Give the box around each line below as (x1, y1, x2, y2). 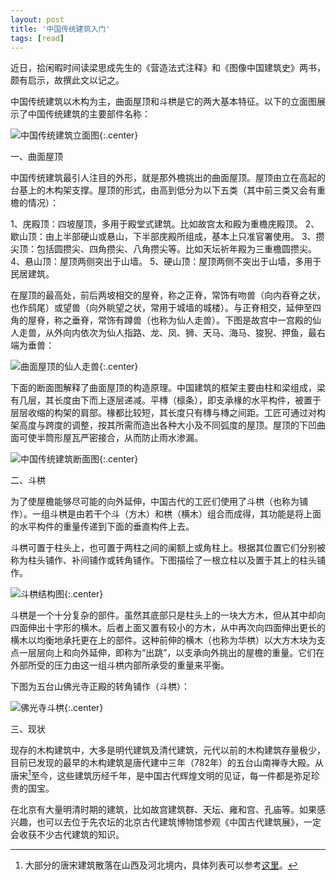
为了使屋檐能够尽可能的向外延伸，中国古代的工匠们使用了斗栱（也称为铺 (10, 496, 308, 508)
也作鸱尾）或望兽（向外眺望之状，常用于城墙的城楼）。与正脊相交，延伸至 (10, 302, 313, 314)
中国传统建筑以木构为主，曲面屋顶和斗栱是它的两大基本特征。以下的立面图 (10, 96, 317, 108)
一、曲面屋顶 (10, 151, 63, 163)
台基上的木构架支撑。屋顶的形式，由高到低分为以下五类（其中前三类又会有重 (10, 184, 326, 196)
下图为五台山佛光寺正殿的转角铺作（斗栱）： (10, 681, 190, 693)
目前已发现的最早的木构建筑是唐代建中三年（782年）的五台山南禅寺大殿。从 (10, 757, 324, 769)
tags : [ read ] (10, 33, 65, 43)
